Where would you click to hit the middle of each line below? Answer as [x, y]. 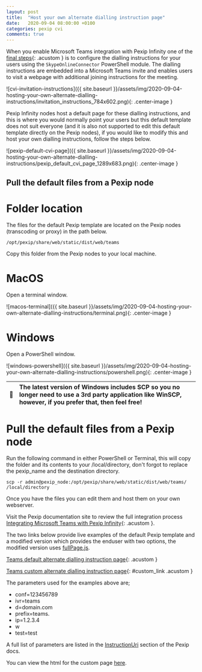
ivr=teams [27, 601]
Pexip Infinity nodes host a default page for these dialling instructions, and [98, 114]
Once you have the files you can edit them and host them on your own [93, 499]
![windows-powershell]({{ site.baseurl [53, 366]
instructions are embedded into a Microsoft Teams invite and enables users [99, 71]
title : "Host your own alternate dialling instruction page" [86, 18]
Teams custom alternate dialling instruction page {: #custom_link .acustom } [100, 571]
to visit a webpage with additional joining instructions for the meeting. [92, 77]
